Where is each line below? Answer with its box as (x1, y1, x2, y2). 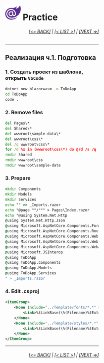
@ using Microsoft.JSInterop (5, 249, 63, 255)
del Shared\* (5, 126, 32, 131)
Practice (22, 12, 58, 23)
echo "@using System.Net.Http (5, 213, 68, 218)
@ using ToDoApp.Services (5, 271, 56, 276)
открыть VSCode (5, 74, 44, 81)
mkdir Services (5, 197, 37, 202)
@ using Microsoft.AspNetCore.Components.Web (5, 234, 99, 239)
